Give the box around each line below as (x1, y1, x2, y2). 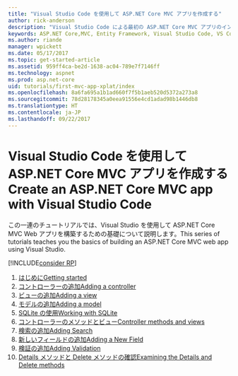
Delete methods (18, 360, 65, 369)
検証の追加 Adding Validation (18, 343, 101, 352)
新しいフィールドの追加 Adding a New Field (18, 335, 143, 343)
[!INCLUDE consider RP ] (8, 259, 77, 267)
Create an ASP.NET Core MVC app (8, 181, 213, 197)
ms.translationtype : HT (8, 102, 78, 110)
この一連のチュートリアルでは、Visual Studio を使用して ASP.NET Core (8, 221, 215, 229)
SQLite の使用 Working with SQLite (18, 308, 118, 317)
